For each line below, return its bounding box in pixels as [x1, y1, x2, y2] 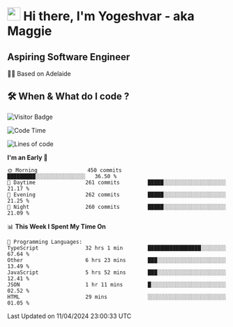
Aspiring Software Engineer [7, 51, 130, 63]
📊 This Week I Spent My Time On [7, 222, 106, 231]
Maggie [7, 23, 52, 39]
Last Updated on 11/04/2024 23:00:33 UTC [7, 312, 132, 320]
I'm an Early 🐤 [7, 153, 48, 161]
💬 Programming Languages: [7, 238, 82, 245]
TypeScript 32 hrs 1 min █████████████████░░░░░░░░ [7, 245, 227, 252]
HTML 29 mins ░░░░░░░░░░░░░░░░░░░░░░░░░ [7, 293, 227, 300]
